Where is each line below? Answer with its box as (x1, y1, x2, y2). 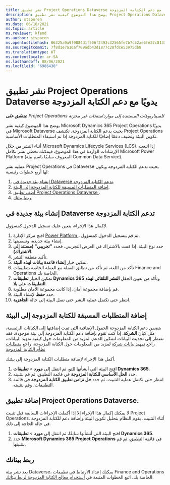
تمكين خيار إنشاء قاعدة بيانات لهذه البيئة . (13, 259, 88, 265)
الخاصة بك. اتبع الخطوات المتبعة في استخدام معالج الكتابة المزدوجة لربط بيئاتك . (6, 474, 154, 480)
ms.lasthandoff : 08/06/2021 (6, 59, 65, 64)
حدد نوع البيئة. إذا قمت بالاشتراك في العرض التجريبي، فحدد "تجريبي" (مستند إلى (13, 243, 163, 249)
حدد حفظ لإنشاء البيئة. (13, 291, 55, 297)
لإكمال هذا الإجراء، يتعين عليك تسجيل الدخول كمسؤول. (6, 222, 108, 228)
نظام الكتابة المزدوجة (6, 346, 46, 352)
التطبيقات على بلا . (13, 280, 47, 286)
